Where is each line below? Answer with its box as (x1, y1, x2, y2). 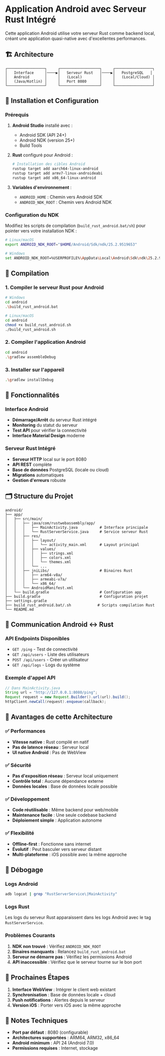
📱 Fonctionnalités (5, 391, 60, 400)
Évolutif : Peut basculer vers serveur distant (12, 846, 102, 852)
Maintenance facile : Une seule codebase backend (12, 812, 117, 818)
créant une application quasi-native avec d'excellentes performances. (5, 36, 146, 41)
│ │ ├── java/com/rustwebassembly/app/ (5, 520, 96, 526)
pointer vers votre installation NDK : (5, 228, 77, 234)
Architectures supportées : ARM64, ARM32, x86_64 (12, 1035, 119, 1041)
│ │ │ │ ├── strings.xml (5, 551, 74, 556)
